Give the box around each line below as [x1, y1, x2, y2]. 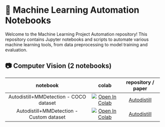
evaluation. [5, 47, 27, 53]
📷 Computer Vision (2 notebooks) [5, 62, 112, 70]
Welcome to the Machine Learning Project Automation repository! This [5, 31, 147, 37]
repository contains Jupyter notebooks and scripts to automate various [5, 36, 149, 42]
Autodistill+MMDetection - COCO [8, 93, 86, 100]
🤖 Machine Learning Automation [5, 4, 139, 16]
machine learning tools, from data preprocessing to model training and [5, 41, 148, 47]
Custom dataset [28, 113, 66, 120]
